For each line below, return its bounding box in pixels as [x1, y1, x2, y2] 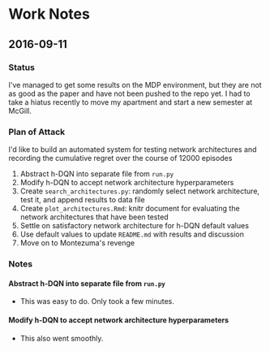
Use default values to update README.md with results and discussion [19, 229, 245, 240]
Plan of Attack [8, 126, 66, 137]
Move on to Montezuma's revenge [19, 238, 135, 248]
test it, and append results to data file [19, 195, 145, 205]
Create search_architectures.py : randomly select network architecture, [19, 186, 260, 196]
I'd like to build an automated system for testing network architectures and [8, 145, 257, 154]
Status [8, 62, 35, 73]
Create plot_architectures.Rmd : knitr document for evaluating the [19, 204, 241, 214]
